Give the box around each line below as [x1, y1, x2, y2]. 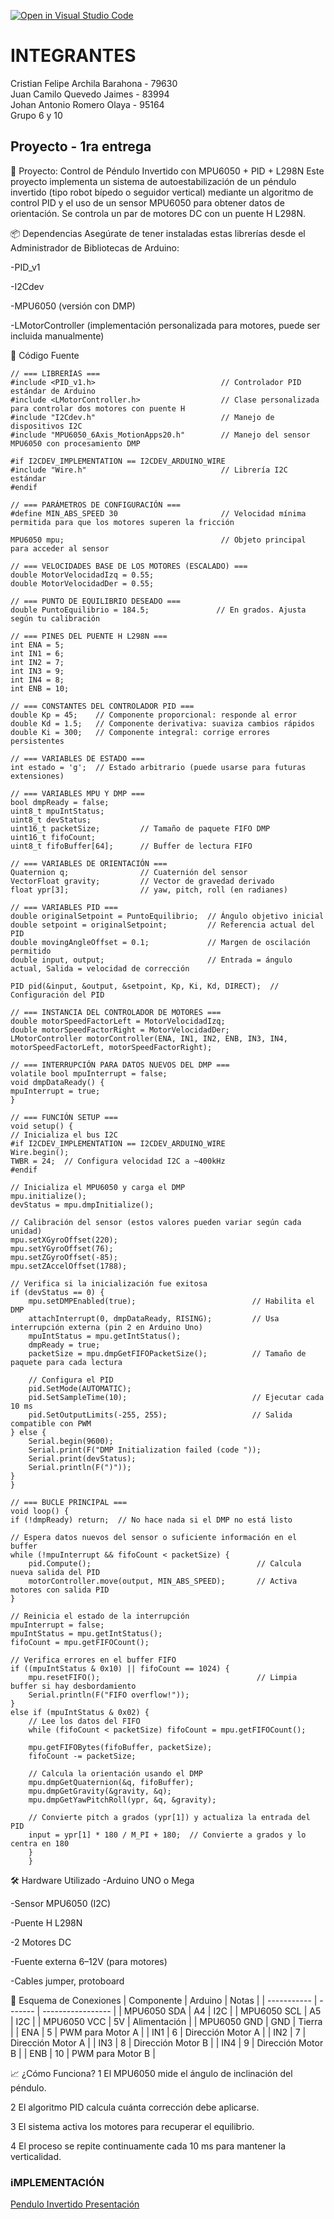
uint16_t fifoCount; [10, 832, 97, 842]
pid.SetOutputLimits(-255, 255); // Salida [28, 1410, 293, 1420]
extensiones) [10, 771, 65, 781]
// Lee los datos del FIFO [28, 1716, 141, 1726]
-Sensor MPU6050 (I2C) [10, 1897, 112, 1909]
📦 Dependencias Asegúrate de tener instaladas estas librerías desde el [10, 227, 306, 239]
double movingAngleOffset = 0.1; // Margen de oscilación [10, 937, 311, 947]
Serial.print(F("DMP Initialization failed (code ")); [28, 1445, 262, 1455]
